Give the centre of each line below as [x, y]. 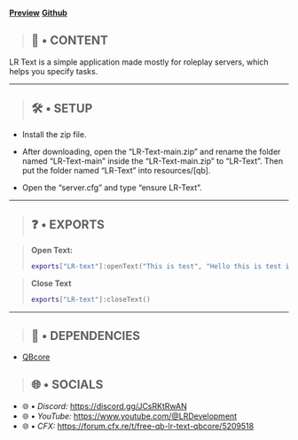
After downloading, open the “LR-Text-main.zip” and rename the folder [151, 151]
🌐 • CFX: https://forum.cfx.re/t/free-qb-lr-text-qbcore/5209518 [138, 426]
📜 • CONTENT [69, 40]
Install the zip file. [54, 134]
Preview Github [39, 13]
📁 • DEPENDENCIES [85, 336]
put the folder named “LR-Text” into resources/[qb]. [116, 170]
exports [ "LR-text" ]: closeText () [90, 300]
